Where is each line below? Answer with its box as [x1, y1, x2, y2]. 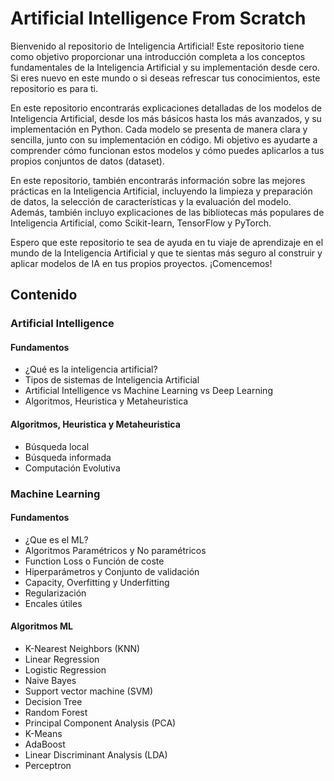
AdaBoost [24, 738, 66, 750]
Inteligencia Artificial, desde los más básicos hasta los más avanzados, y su [10, 112, 322, 124]
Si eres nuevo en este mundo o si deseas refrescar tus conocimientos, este [10, 72, 321, 84]
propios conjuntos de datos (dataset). [10, 155, 165, 167]
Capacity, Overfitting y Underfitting [24, 576, 170, 588]
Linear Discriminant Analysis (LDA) [24, 748, 168, 761]
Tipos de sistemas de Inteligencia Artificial [24, 374, 200, 386]
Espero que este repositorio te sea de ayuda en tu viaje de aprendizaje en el [10, 236, 324, 248]
